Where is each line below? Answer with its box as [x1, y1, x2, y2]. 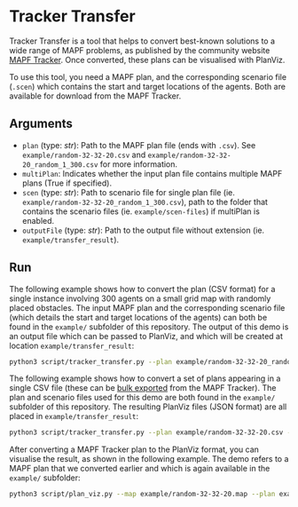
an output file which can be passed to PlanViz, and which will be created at [9, 330, 284, 341]
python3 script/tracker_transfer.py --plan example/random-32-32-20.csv [9, 428, 284, 437]
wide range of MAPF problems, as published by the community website [9, 44, 271, 55]
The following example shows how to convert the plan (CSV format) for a [9, 283, 276, 294]
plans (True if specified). [21, 178, 113, 188]
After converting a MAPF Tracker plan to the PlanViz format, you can [9, 444, 260, 455]
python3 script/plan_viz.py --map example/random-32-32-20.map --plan [9, 490, 276, 499]
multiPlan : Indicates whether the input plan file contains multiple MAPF [21, 168, 283, 178]
